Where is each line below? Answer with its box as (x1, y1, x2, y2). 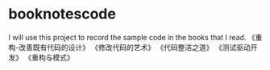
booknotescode (8, 5, 117, 23)
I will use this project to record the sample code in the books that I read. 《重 (8, 32, 263, 42)
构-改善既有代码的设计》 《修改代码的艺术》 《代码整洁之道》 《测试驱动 (8, 42, 251, 52)
